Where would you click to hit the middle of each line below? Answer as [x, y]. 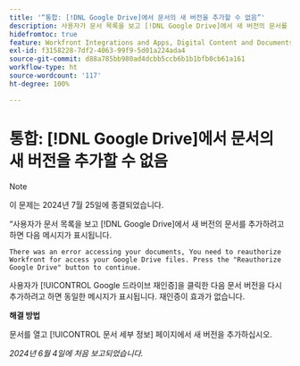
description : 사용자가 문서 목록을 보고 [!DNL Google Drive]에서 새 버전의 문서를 [148, 26]
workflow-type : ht [43, 68]
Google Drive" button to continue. [75, 267]
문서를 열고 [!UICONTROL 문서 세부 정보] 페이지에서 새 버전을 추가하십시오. [141, 334]
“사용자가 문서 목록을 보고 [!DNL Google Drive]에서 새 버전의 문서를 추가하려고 [147, 223]
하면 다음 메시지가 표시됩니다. [61, 235]
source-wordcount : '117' [55, 76]
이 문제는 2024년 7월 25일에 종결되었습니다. [87, 204]
